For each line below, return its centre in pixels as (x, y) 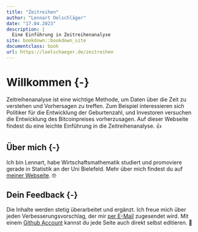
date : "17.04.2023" (31, 23)
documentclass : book (33, 47)
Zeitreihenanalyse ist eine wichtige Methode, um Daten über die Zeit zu (97, 99)
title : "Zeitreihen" (33, 12)
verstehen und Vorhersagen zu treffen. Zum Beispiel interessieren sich (96, 106)
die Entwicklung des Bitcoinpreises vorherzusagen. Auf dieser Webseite (97, 119)
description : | (26, 29)
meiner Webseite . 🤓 (31, 175)
